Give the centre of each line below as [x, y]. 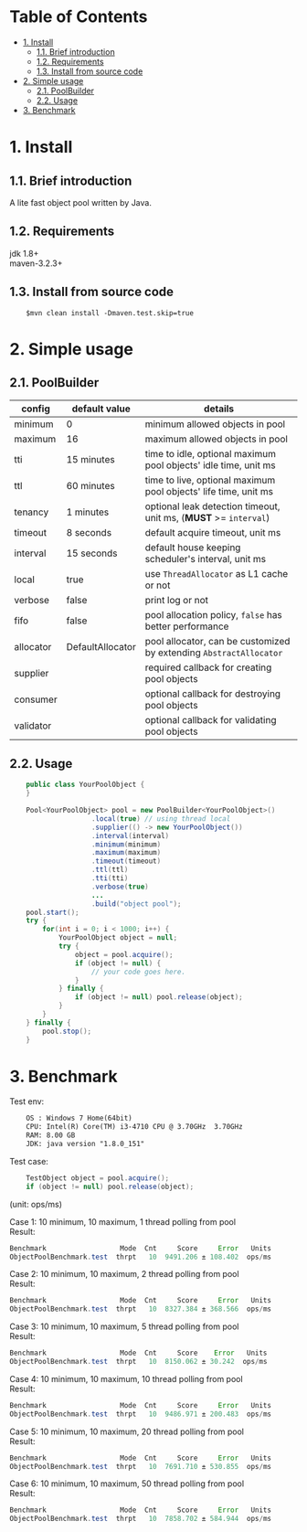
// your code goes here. [138, 972]
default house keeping [193, 548]
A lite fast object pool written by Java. [81, 202]
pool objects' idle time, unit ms [210, 465]
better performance [187, 626]
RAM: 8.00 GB [51, 1135]
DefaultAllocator [101, 646]
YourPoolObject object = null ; [118, 938]
